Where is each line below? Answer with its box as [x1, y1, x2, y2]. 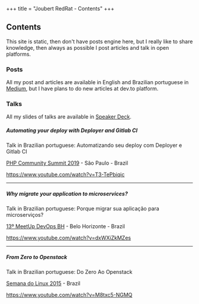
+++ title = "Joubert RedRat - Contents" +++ [6, 5, 114, 12]
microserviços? [6, 212, 44, 219]
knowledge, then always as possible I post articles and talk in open [6, 44, 169, 51]
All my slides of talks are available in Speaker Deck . [6, 113, 131, 120]
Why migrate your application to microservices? [6, 190, 129, 197]
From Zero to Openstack [6, 253, 68, 260]
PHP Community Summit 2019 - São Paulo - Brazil [6, 159, 129, 167]
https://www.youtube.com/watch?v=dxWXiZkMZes [6, 234, 131, 242]
